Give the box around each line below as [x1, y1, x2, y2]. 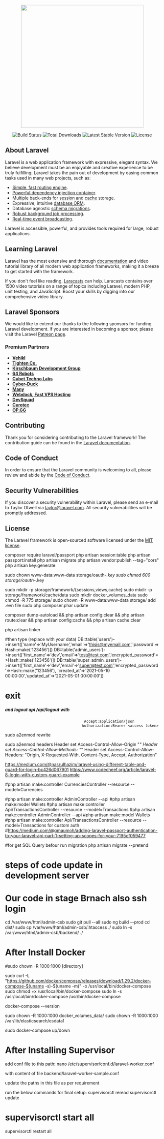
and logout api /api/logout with [5, 707, 70, 712]
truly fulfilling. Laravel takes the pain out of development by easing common [5, 170, 159, 176]
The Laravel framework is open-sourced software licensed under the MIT [5, 537, 153, 543]
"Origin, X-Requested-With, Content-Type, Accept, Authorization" [24, 752, 157, 758]
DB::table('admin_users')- [53, 646, 106, 652]
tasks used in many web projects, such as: [5, 175, 91, 181]
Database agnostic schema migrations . [12, 205, 92, 211]
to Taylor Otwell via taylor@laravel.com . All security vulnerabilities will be [5, 505, 153, 511]
